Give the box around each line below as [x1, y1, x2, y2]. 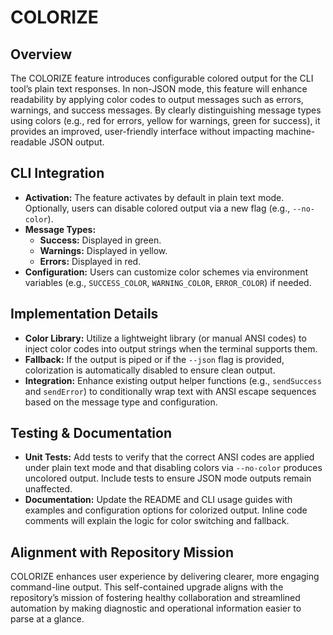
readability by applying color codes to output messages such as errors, [10, 94, 304, 105]
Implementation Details [10, 306, 159, 323]
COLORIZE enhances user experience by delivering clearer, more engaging [10, 571, 320, 583]
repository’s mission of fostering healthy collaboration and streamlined [10, 592, 301, 604]
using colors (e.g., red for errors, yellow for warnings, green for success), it [10, 115, 321, 126]
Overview [10, 46, 73, 63]
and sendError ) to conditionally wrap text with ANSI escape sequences [24, 385, 317, 397]
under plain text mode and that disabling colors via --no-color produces [24, 462, 323, 474]
